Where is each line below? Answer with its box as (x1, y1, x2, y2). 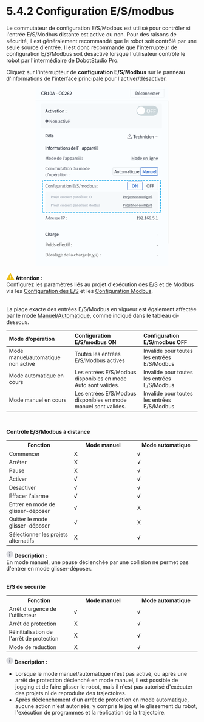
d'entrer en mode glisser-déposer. (6, 565, 92, 572)
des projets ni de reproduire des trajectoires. (15, 690, 127, 697)
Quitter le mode (8, 515, 48, 523)
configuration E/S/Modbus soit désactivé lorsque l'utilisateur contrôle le (6, 50, 186, 57)
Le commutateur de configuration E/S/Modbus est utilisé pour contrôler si (6, 24, 191, 32)
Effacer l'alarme (8, 492, 49, 500)
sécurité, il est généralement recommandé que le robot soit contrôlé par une (6, 37, 197, 44)
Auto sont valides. (75, 382, 120, 389)
